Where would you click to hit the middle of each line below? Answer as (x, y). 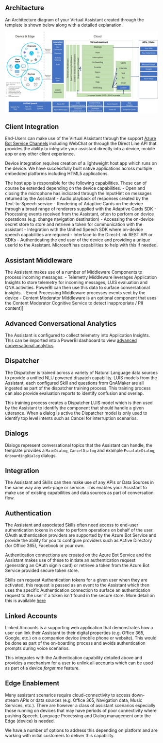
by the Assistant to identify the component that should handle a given (74, 407)
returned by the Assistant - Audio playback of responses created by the (77, 198)
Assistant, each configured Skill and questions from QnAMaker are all (74, 383)
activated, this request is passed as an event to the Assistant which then (77, 585)
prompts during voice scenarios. (37, 648)
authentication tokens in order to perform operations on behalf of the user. (79, 530)
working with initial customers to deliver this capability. (60, 735)
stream (12, 700)
